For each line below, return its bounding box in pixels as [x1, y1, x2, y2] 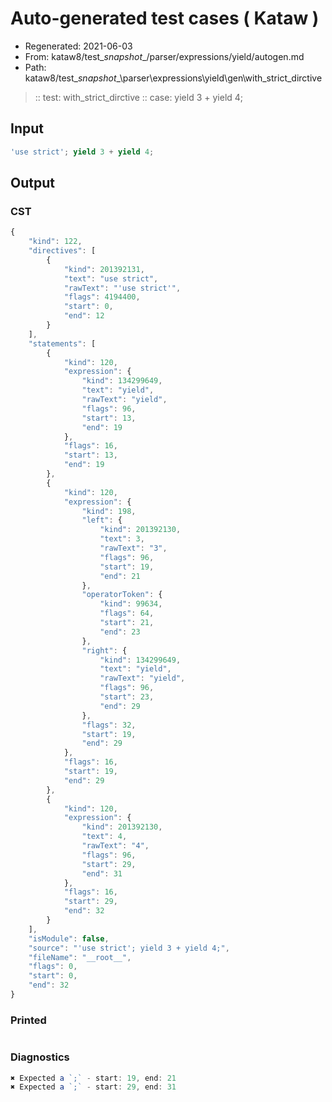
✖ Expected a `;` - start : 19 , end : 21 [10, 1073, 177, 1083]
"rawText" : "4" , [81, 841, 150, 851]
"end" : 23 [99, 627, 141, 637]
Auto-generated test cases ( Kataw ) [10, 7, 320, 30]
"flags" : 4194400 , [63, 292, 141, 302]
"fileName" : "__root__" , [28, 952, 132, 962]
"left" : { [81, 515, 123, 526]
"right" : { [81, 645, 128, 656]
